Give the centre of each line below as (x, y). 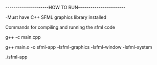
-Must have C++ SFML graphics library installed (56, 17)
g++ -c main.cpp (23, 37)
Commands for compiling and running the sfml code (60, 27)
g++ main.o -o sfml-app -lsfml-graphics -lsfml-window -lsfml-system (79, 47)
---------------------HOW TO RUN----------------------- (65, 7)
